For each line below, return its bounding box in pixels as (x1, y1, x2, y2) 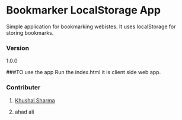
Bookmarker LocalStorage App (6, 4, 161, 17)
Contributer (6, 84, 41, 92)
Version (6, 44, 30, 52)
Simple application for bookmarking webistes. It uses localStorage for (6, 23, 176, 30)
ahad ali (14, 108, 34, 115)
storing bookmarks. (6, 29, 54, 36)
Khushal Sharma (14, 96, 55, 104)
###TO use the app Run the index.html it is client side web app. (6, 69, 161, 76)
